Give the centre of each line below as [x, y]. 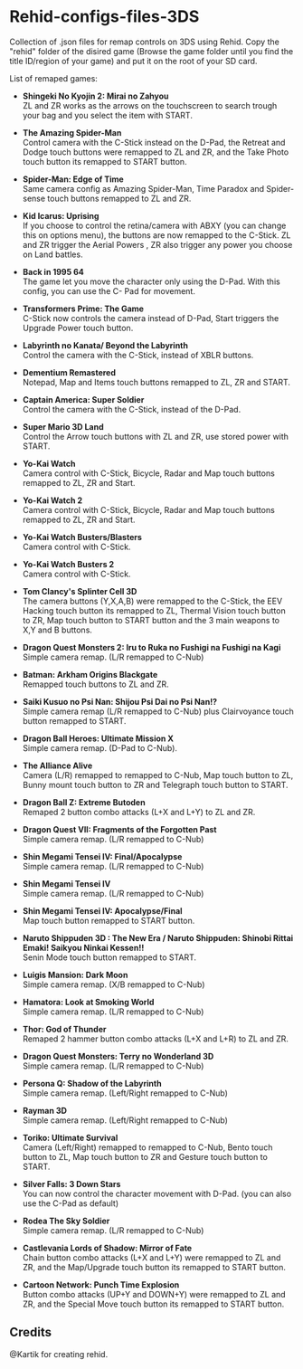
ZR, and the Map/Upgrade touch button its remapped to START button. [154, 1267]
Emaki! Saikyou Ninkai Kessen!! [83, 947]
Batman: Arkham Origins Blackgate [90, 674]
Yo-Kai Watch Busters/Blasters [82, 537]
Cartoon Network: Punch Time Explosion [101, 1284]
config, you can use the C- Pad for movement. [109, 290]
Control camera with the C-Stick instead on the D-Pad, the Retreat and [154, 142]
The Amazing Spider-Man [72, 132]
